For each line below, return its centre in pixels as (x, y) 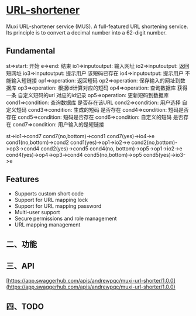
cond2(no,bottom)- (154, 142)
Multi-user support (37, 212)
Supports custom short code (49, 193)
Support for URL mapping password (58, 206)
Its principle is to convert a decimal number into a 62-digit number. (87, 32)
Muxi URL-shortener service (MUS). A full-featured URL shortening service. (97, 26)
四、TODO (25, 307)
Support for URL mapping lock (51, 200)
